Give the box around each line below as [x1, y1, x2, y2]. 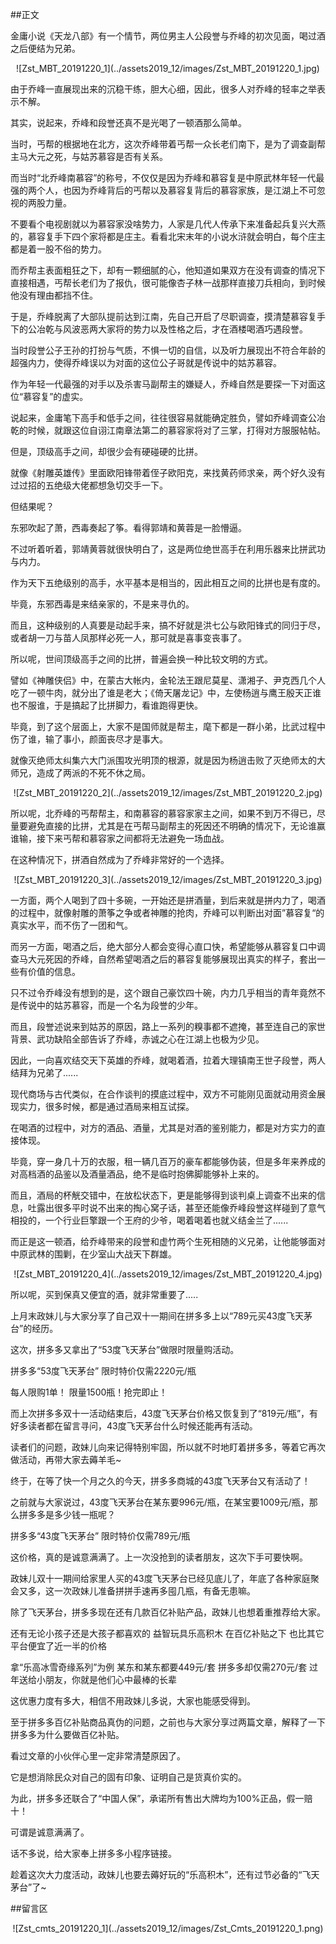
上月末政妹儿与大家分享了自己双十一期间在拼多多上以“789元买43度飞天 [10, 1310, 304, 1322]
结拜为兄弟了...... [10, 1067, 79, 1078]
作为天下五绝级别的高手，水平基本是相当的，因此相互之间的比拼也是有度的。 [10, 577, 326, 588]
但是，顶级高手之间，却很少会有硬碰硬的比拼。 [10, 446, 203, 457]
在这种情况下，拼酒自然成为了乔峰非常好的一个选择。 [10, 854, 230, 865]
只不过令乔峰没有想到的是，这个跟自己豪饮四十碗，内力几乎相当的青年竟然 [10, 987, 317, 998]
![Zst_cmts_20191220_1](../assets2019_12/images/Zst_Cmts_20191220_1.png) [12, 1923, 324, 1934]
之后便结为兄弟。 [10, 43, 81, 54]
